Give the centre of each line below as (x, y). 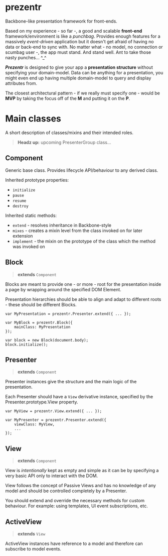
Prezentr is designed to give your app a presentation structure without (79, 67)
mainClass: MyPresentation (42, 327)
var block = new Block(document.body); (47, 340)
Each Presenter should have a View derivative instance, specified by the (79, 397)
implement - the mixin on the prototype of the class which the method (84, 241)
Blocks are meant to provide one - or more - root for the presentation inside (83, 284)
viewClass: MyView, (35, 424)
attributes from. (21, 83)
